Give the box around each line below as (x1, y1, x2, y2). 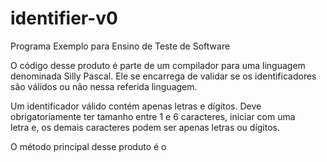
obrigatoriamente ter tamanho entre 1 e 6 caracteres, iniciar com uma (10, 110, 296, 122)
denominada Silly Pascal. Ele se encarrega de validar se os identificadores (10, 70, 317, 82)
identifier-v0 (10, 7, 118, 30)
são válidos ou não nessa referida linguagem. (10, 80, 198, 92)
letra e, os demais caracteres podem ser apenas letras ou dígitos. (10, 121, 281, 133)
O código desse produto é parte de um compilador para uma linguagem (10, 59, 306, 71)
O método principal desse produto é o (10, 140, 167, 152)
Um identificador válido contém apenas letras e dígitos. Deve (10, 100, 262, 112)
